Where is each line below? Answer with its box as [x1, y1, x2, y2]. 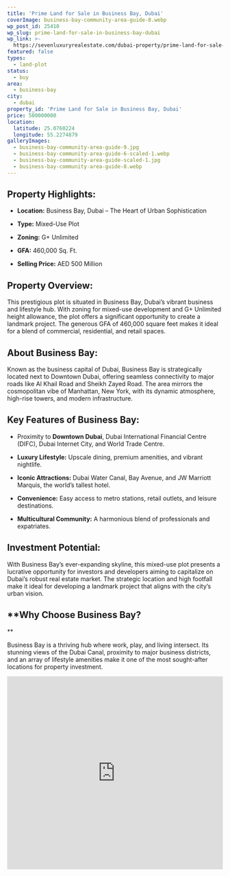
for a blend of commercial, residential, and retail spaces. [7, 327, 166, 335]
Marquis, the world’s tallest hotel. [16, 481, 111, 489]
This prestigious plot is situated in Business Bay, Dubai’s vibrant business [7, 298, 214, 306]
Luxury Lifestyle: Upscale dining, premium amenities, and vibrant [16, 453, 203, 461]
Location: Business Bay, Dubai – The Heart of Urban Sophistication [16, 206, 207, 215]
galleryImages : [7, 138, 51, 145]
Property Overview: [7, 279, 94, 292]
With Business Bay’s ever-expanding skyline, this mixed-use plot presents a [7, 560, 220, 568]
